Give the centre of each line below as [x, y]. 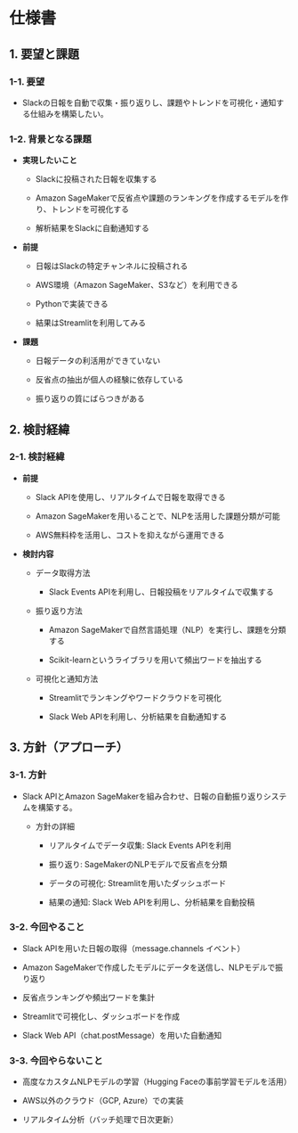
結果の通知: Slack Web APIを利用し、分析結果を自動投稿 [152, 902]
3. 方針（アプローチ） [69, 747]
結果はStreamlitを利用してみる [91, 323]
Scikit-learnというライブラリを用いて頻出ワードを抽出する [155, 660]
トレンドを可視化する [90, 209]
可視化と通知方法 [67, 678]
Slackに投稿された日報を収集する [96, 179]
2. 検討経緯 [40, 429]
